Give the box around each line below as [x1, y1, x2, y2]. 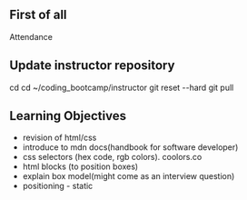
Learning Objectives [9, 108, 127, 124]
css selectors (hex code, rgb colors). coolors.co [22, 152, 203, 163]
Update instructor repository [9, 58, 175, 74]
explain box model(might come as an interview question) [22, 171, 235, 182]
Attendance [9, 31, 53, 42]
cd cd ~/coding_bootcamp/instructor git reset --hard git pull [9, 82, 234, 93]
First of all [9, 7, 67, 23]
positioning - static [22, 181, 94, 192]
